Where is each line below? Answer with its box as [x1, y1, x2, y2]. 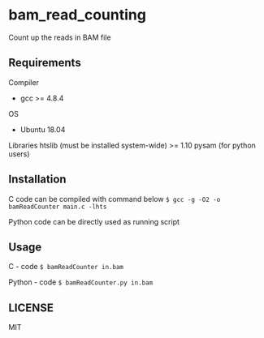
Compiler [8, 77, 39, 87]
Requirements [8, 56, 81, 70]
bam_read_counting [8, 6, 146, 24]
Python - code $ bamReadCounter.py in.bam [8, 277, 154, 287]
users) [8, 148, 30, 159]
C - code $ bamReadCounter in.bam [8, 262, 124, 272]
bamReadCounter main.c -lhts [8, 203, 107, 211]
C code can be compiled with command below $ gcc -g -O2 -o [8, 194, 221, 203]
